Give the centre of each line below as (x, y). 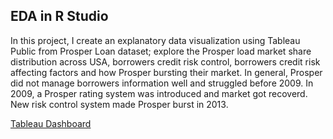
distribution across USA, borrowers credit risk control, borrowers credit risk (165, 61)
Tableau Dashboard (51, 123)
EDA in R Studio (59, 16)
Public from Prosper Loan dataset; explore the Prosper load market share (161, 51)
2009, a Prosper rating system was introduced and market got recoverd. (159, 93)
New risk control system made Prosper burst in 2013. (119, 104)
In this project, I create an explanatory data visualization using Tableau (155, 40)
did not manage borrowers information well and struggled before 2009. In (162, 83)
